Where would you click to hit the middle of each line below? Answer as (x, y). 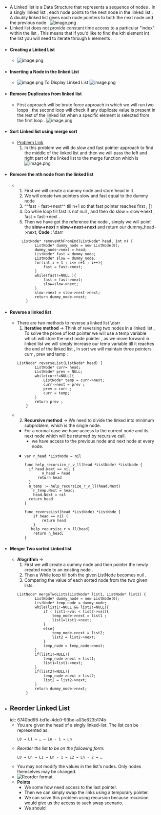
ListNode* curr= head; (58, 368)
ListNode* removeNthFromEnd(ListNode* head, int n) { (77, 241)
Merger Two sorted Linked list (40, 548)
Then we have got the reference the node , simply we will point (88, 222)
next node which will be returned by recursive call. (75, 436)
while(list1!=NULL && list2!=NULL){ (72, 607)
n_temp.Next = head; (54, 491)
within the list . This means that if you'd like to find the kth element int (80, 33)
